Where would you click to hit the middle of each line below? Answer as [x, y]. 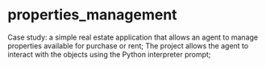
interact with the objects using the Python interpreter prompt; [109, 54]
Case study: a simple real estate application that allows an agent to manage [133, 37]
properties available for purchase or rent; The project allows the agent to [128, 45]
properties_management [93, 15]
